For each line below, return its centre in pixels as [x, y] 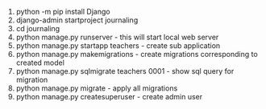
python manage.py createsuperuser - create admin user [109, 97]
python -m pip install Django [63, 12]
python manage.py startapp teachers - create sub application [118, 46]
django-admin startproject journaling [77, 20]
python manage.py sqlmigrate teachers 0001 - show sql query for [125, 71]
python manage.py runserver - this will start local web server [117, 37]
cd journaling [38, 28]
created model [40, 63]
